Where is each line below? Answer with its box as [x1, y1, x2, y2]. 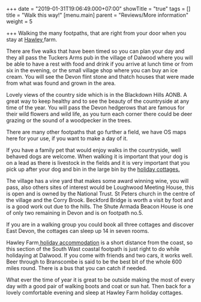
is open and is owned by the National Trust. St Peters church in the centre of [6, 190, 195, 197]
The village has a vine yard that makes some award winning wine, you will [6, 177, 189, 184]
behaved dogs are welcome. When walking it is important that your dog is [6, 153, 188, 160]
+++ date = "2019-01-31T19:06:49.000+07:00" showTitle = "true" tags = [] [6, 5, 191, 12]
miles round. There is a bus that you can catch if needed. [6, 265, 148, 271]
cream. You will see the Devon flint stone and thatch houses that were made [6, 73, 194, 80]
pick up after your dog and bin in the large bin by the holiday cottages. [6, 165, 180, 173]
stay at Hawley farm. [6, 36, 58, 43]
